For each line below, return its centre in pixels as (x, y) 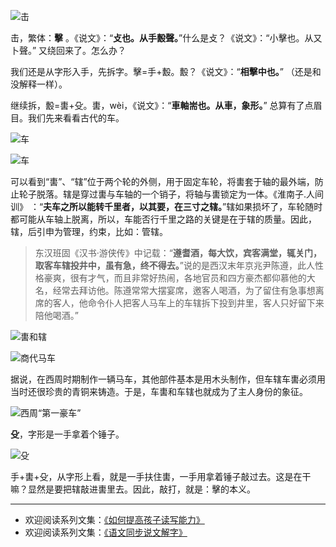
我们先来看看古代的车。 (76, 118)
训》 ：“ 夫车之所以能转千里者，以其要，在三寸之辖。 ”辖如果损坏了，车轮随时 (166, 206)
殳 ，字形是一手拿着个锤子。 (67, 434)
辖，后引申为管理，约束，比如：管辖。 (89, 231)
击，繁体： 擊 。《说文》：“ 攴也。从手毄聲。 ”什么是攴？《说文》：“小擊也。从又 (166, 38)
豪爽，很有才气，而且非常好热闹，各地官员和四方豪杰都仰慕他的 (175, 278)
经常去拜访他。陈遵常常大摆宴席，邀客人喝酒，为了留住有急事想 (184, 290)
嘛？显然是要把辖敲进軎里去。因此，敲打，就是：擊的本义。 (133, 489)
